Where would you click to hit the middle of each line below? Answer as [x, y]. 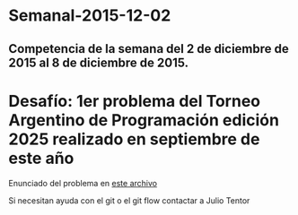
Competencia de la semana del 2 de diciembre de [149, 49]
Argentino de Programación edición [144, 120]
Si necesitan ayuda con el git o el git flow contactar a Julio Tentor [129, 200]
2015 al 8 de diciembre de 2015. [99, 62]
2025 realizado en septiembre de [134, 139]
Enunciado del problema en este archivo [83, 183]
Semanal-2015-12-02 [90, 16]
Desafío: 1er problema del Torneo [135, 101]
